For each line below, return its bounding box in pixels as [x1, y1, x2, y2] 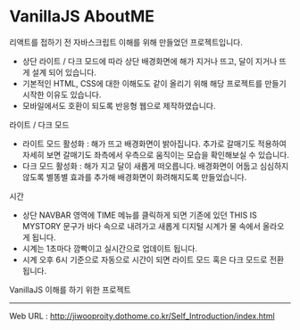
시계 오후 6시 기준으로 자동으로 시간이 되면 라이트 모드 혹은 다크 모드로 [21, 254, 268, 265]
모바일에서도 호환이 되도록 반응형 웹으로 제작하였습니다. [21, 100, 216, 111]
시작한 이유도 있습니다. [21, 89, 102, 100]
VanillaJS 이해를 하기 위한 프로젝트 [9, 284, 131, 295]
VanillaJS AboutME [9, 6, 154, 27]
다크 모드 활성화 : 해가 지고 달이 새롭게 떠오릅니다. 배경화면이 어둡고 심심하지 [21, 161, 289, 171]
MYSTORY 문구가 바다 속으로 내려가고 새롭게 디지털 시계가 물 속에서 [21, 220, 261, 231]
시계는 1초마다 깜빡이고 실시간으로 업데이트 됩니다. [21, 243, 198, 253]
